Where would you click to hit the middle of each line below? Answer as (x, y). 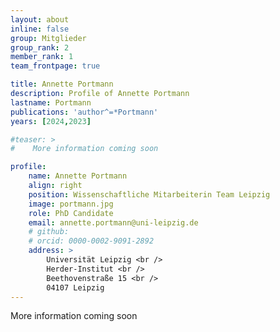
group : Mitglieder (48, 38)
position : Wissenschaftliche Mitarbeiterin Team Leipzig (149, 194)
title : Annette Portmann (62, 84)
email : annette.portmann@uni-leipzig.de (113, 222)
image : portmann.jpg (71, 204)
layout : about (40, 19)
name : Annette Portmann (78, 176)
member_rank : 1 (42, 57)
